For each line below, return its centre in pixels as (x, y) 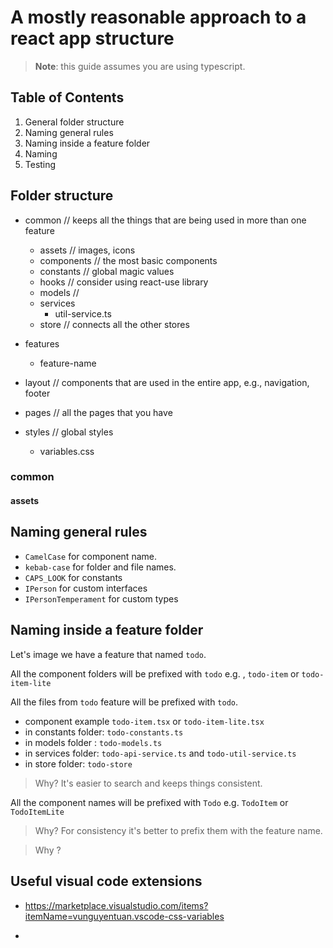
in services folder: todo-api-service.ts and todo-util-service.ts (160, 753)
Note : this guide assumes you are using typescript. (140, 66)
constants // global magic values (107, 271)
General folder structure (74, 122)
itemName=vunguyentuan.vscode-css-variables (124, 916)
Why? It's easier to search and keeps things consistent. (148, 783)
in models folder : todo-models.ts (93, 742)
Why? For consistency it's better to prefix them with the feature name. (178, 830)
